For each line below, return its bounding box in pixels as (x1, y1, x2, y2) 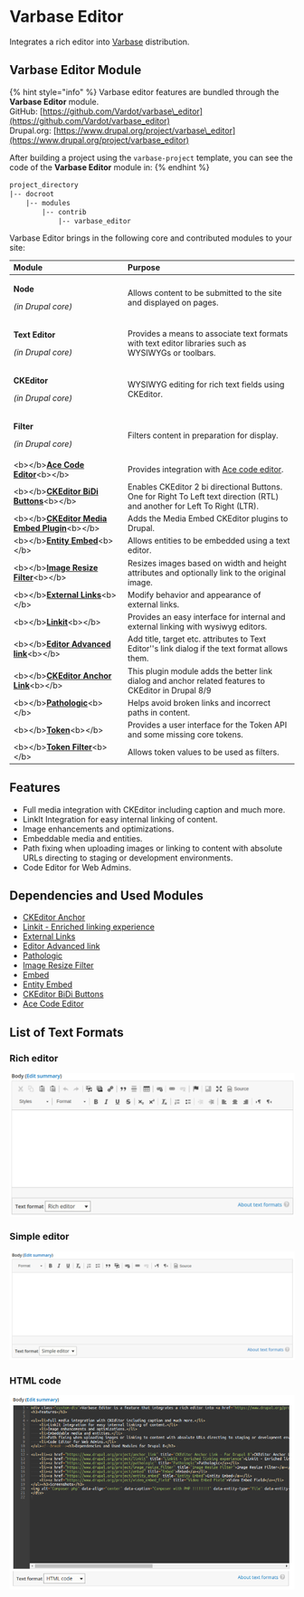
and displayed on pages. (128, 297, 219, 308)
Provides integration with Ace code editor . (128, 464, 284, 474)
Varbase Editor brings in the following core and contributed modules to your (9, 233, 292, 243)
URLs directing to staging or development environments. (22, 852, 233, 863)
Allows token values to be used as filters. (128, 746, 280, 757)
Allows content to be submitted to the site (128, 287, 282, 298)
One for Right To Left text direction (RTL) (128, 490, 279, 501)
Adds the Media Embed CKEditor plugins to (128, 513, 289, 524)
